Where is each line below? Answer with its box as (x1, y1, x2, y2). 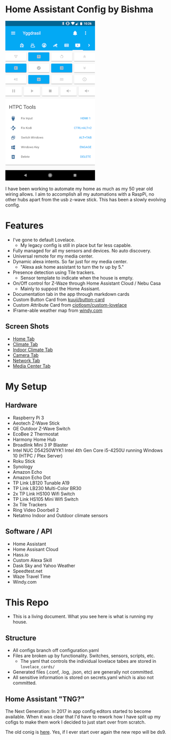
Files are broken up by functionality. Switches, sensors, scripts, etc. (12, 653, 155, 659)
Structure (5, 634, 37, 642)
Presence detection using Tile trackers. (12, 269, 95, 275)
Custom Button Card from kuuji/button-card (12, 296, 105, 303)
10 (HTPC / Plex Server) (12, 452, 63, 458)
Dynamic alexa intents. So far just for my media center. (12, 258, 128, 264)
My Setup (5, 381, 47, 392)
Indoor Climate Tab (12, 346, 53, 353)
